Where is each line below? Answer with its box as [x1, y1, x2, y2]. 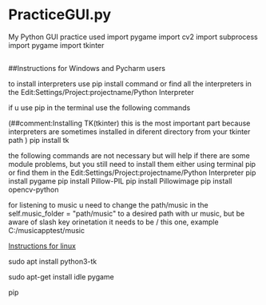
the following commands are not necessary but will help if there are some [8, 151, 250, 160]
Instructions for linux [8, 241, 76, 251]
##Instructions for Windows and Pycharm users [8, 64, 166, 73]
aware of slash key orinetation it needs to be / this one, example [8, 217, 219, 227]
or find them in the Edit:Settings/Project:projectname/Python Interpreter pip [8, 168, 256, 177]
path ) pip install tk [8, 136, 69, 145]
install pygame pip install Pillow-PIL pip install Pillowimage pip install [8, 176, 232, 186]
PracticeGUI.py [8, 6, 112, 24]
